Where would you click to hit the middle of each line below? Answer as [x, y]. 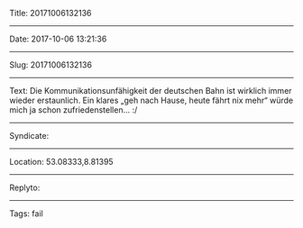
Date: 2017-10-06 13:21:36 [58, 39]
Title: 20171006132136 [50, 13]
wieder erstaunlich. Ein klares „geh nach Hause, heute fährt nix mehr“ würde [151, 100]
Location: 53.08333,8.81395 [62, 162]
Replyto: [25, 187]
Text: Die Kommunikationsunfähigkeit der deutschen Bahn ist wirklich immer [151, 91]
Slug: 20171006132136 [51, 65]
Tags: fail [26, 214]
